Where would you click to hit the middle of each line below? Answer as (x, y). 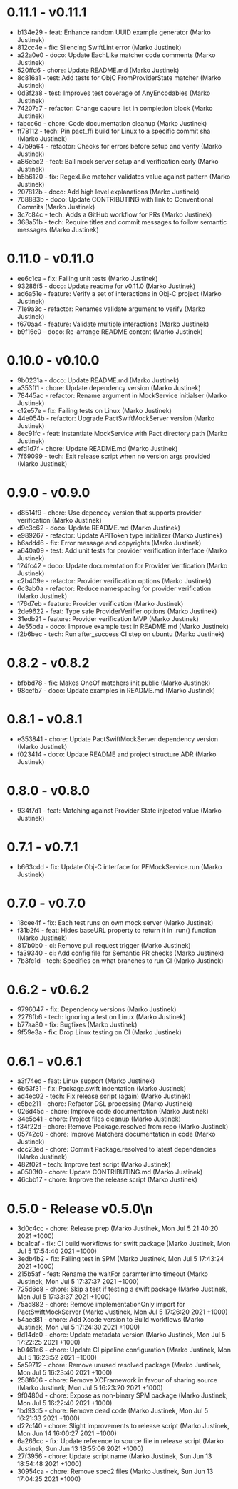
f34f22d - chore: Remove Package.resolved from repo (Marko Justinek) (123, 1127)
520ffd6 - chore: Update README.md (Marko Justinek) (98, 70)
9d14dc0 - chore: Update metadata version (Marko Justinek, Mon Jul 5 (121, 1335)
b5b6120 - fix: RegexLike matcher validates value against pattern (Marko (124, 177)
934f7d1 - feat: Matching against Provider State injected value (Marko (119, 810)
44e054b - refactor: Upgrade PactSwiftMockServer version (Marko (116, 418)
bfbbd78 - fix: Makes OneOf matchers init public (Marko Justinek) (114, 683)
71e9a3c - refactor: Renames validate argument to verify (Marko (111, 309)
